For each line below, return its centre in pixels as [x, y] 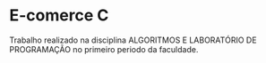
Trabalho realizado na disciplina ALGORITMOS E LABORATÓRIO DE [133, 40]
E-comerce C [59, 16]
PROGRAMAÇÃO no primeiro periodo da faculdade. [104, 49]
